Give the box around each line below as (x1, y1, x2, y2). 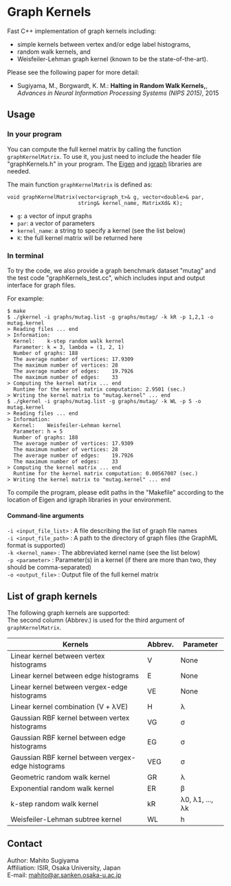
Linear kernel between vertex (10, 651, 105, 660)
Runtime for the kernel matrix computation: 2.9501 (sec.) (13, 386, 186, 393)
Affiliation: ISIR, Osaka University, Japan (7, 863, 121, 872)
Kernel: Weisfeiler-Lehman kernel (13, 422, 122, 429)
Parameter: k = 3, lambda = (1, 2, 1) (13, 343, 125, 351)
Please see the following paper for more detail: (7, 68, 140, 76)
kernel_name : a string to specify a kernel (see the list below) (16, 226, 186, 235)
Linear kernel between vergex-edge (10, 682, 128, 691)
